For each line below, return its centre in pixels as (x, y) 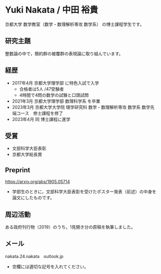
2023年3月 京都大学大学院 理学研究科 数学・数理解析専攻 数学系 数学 (81, 107)
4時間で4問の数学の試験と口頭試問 (54, 95)
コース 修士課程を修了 (40, 113)
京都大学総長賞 (27, 154)
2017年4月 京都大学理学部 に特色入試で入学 (56, 83)
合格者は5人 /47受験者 (41, 89)
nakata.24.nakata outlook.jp (34, 256)
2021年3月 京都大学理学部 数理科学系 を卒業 (56, 101)
